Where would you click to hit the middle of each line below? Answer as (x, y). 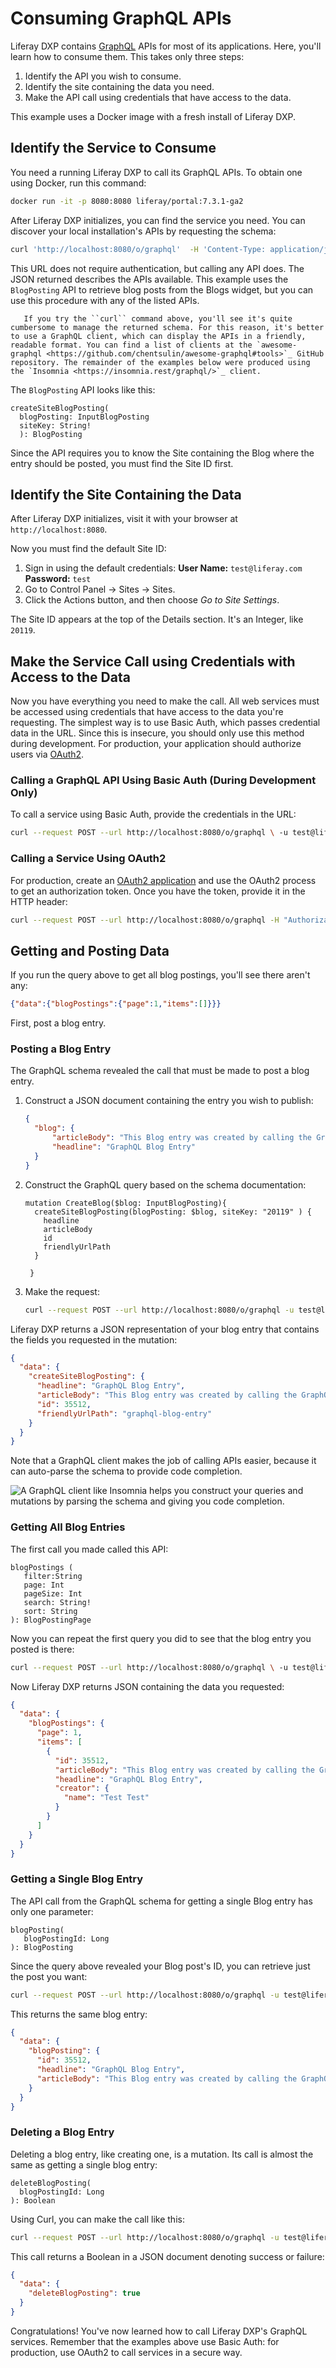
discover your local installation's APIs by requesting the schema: (143, 231)
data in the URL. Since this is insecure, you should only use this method (157, 733)
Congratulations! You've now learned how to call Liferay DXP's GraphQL (159, 2331)
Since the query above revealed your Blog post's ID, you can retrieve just (160, 1966)
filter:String (53, 1576)
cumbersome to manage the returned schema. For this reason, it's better (167, 327)
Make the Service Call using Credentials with (153, 661)
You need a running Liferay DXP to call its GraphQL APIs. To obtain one (156, 172)
